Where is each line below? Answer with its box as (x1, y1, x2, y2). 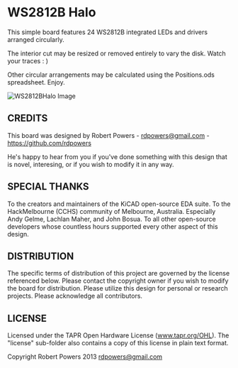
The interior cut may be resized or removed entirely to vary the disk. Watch (7, 49, 227, 58)
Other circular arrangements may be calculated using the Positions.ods (7, 70, 215, 79)
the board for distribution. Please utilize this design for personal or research (7, 284, 228, 293)
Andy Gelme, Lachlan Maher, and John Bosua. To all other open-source (7, 215, 216, 223)
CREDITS (7, 112, 48, 124)
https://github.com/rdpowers (7, 139, 92, 147)
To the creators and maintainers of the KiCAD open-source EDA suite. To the (7, 200, 231, 208)
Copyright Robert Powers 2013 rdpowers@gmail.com (7, 352, 163, 361)
